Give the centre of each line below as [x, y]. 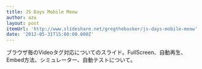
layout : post [23, 23]
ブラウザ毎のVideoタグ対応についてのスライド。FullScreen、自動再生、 [96, 53]
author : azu [21, 18]
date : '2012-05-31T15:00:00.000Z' [50, 34]
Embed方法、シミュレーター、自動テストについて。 [71, 60]
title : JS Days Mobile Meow [42, 12]
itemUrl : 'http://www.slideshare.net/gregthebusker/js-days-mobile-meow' [102, 29]
